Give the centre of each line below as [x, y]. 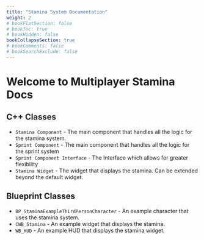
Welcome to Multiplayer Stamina [91, 81]
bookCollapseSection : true [41, 40]
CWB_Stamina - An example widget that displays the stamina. [90, 224]
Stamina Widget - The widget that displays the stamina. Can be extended [107, 171]
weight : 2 [19, 18]
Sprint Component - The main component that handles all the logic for [102, 144]
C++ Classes [31, 117]
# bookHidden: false [33, 35]
